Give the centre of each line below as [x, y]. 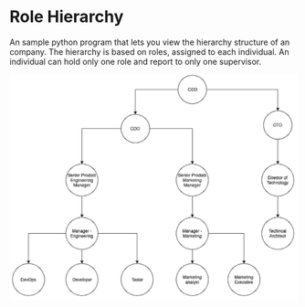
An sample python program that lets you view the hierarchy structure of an [150, 42]
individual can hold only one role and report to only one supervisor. [136, 61]
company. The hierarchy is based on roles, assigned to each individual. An [149, 51]
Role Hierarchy [67, 17]
